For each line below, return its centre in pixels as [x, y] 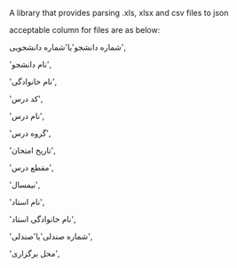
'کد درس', [26, 99]
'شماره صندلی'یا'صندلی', [51, 236]
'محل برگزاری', [34, 253]
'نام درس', [27, 116]
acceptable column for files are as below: [85, 30]
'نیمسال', [24, 185]
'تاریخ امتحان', [32, 150]
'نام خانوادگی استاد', [42, 219]
